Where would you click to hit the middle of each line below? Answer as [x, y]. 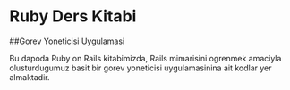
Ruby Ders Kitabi [73, 16]
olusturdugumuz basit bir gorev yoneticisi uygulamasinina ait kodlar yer [141, 68]
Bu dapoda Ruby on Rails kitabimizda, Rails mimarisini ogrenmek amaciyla [145, 58]
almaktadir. [30, 77]
